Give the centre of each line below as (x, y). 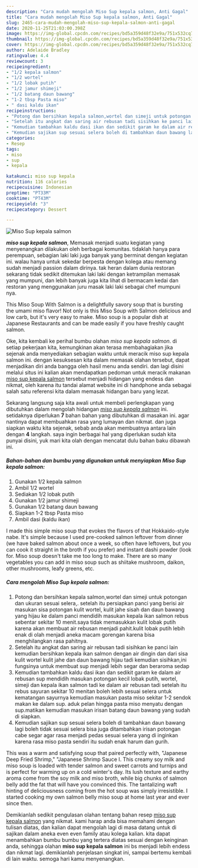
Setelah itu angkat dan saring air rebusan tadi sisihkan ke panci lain (96, 647)
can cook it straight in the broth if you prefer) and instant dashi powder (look (99, 550)
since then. (20, 804)
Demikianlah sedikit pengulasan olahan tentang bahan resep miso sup (91, 815)
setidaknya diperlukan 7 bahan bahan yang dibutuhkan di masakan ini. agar (98, 415)
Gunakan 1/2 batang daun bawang (56, 507)
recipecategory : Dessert (37, 209)
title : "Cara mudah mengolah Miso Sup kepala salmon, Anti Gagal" (89, 17)
